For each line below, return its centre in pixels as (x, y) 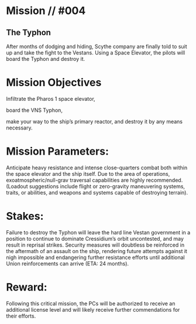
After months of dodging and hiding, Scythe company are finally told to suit (97, 46)
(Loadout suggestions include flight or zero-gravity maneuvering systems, (96, 186)
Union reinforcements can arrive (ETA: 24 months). (68, 263)
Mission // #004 (46, 11)
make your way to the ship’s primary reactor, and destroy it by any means (94, 121)
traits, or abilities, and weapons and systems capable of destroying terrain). (97, 192)
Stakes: (25, 216)
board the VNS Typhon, (35, 110)
